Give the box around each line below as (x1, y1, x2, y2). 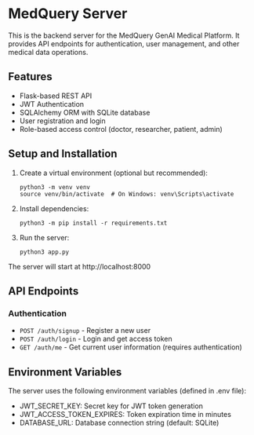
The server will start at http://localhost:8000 (8, 261, 151, 271)
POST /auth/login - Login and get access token (19, 334, 172, 344)
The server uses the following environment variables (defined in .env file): (8, 386, 247, 396)
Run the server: (19, 232, 70, 242)
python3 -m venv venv (19, 183, 90, 191)
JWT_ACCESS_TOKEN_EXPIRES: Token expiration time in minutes (19, 410, 231, 419)
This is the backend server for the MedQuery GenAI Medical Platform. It (8, 31, 240, 40)
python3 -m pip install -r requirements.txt (19, 219, 168, 227)
